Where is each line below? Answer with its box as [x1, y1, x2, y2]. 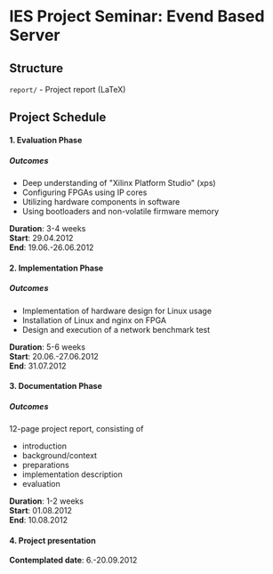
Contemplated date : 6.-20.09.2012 [9, 554, 138, 566]
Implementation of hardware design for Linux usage [21, 305, 212, 316]
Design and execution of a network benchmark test [21, 324, 211, 335]
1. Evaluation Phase [9, 134, 83, 145]
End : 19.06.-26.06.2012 [9, 242, 94, 253]
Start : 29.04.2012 [9, 232, 74, 243]
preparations [21, 460, 69, 471]
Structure [9, 61, 64, 76]
